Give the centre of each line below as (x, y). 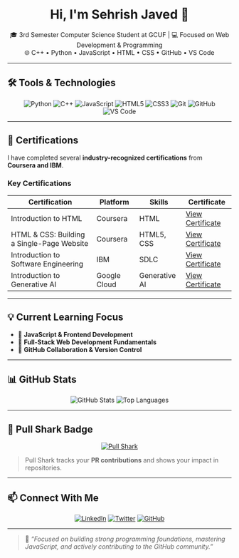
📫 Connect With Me (53, 498)
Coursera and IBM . (36, 165)
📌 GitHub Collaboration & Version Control (80, 349)
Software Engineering (47, 264)
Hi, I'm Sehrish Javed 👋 (119, 15)
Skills (159, 202)
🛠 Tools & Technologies (62, 83)
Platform (114, 202)
